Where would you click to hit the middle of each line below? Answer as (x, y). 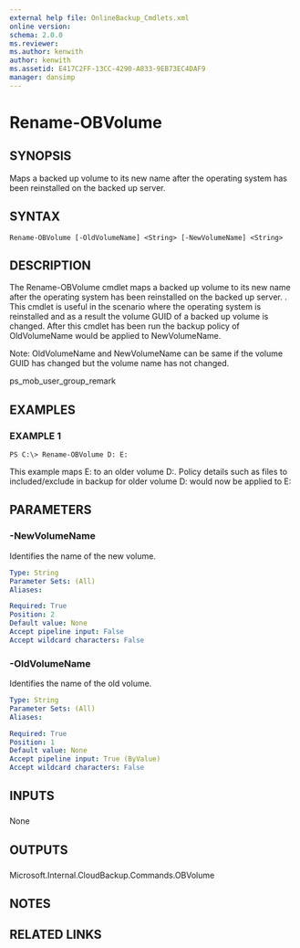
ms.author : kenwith (47, 52)
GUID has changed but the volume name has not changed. (119, 363)
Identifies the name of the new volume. (83, 556)
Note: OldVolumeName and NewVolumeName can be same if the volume (146, 353)
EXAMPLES (42, 410)
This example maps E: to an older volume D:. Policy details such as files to (149, 472)
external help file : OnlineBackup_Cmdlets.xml (99, 18)
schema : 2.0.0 (36, 35)
